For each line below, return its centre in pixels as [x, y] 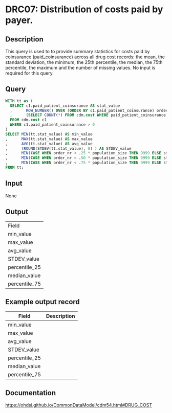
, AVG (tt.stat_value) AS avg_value [49, 144]
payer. [19, 20]
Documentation [31, 393]
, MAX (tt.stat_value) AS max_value [49, 139]
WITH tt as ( [19, 101]
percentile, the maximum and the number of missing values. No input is [80, 68]
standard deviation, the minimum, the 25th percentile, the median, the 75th [84, 62]
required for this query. [29, 73]
